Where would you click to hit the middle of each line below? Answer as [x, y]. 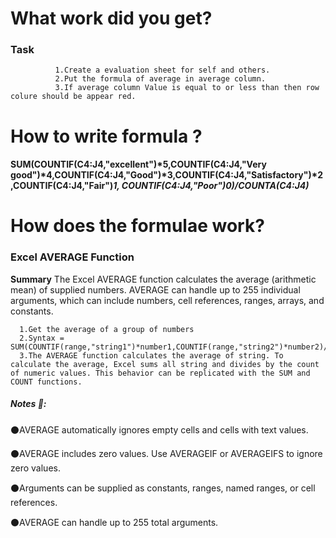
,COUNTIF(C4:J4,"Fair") [62, 186]
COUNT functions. [46, 382]
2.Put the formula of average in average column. [160, 79]
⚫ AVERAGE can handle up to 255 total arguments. [114, 522]
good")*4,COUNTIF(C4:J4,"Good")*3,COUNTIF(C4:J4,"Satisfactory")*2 [167, 175]
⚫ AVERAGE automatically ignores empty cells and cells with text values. [159, 429]
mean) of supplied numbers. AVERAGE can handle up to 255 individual [155, 289]
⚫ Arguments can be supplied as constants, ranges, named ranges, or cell [163, 488]
